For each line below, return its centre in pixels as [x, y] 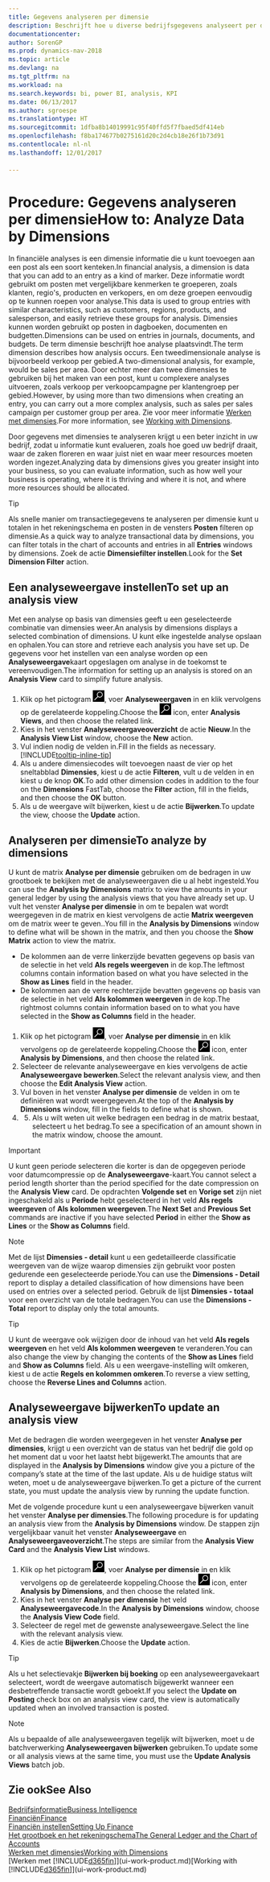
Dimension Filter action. [49, 562]
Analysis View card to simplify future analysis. [86, 679]
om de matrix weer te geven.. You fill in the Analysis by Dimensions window [134, 924]
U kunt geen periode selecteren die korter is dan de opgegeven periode [127, 1166]
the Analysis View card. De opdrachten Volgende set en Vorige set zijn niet [135, 1192]
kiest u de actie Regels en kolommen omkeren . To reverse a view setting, [129, 1374]
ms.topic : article [39, 60]
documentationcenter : [45, 34]
